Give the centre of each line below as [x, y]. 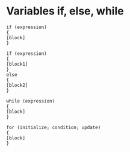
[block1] [17, 64]
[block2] [17, 85]
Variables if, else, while [65, 11]
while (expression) [31, 101]
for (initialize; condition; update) [54, 127]
